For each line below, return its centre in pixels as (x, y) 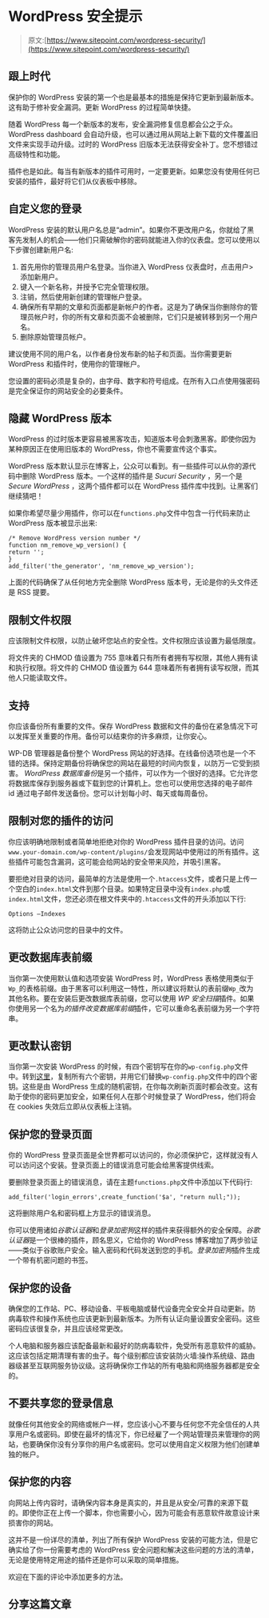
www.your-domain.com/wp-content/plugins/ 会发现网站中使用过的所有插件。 (131, 851)
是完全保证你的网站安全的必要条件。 (68, 391)
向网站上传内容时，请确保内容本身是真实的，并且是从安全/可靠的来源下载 (129, 1503)
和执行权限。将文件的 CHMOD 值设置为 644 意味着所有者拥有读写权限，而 (131, 668)
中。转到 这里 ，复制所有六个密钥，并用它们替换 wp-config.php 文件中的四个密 (133, 1077)
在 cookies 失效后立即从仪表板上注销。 (72, 1106)
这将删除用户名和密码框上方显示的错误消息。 (82, 1213)
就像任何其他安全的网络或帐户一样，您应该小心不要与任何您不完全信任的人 (131, 1424)
